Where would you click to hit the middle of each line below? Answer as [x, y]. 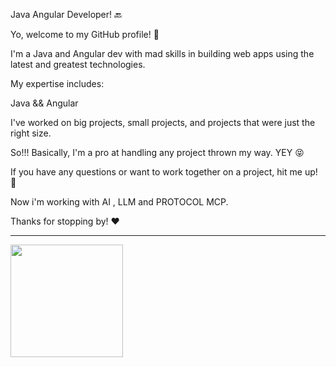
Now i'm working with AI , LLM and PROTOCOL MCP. [119, 202]
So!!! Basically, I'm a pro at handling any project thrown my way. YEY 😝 [157, 152]
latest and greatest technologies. [78, 64]
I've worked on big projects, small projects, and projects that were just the [163, 122]
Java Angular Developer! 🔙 [66, 14]
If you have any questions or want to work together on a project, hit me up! [164, 172]
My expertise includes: [57, 83]
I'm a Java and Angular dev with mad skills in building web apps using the [162, 53]
